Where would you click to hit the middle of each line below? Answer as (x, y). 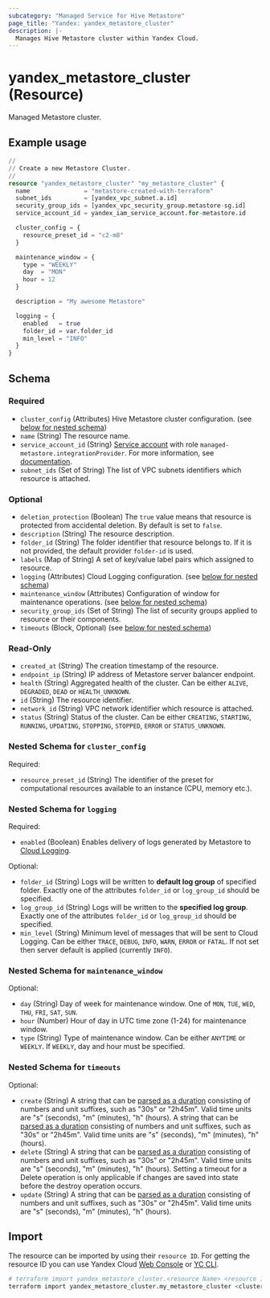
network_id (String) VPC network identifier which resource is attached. (137, 708)
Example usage (47, 143)
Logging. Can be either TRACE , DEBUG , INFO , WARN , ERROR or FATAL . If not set (139, 941)
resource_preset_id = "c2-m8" (74, 235)
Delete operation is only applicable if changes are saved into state (129, 1177)
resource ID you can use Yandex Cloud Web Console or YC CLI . (114, 1264)
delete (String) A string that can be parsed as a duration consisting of (135, 1151)
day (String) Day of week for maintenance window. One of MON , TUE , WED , (137, 1004)
